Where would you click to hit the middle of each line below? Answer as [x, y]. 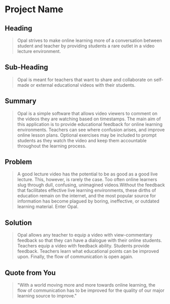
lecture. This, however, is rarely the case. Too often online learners [87, 180]
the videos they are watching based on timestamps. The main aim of [89, 119]
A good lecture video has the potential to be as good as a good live [88, 174]
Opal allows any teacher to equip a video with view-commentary [85, 235]
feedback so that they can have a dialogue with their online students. [90, 240]
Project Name [34, 9]
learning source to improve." [47, 296]
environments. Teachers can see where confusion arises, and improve [91, 130]
